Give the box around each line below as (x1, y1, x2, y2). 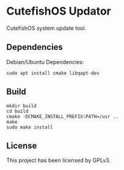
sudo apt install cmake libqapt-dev (6, 70, 100, 76)
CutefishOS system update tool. (6, 24, 87, 32)
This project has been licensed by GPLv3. (6, 157, 111, 164)
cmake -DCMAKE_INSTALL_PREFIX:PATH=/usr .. (6, 113, 119, 119)
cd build (6, 108, 29, 114)
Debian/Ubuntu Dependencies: (6, 58, 84, 65)
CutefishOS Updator (6, 4, 112, 18)
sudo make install (6, 124, 53, 130)
